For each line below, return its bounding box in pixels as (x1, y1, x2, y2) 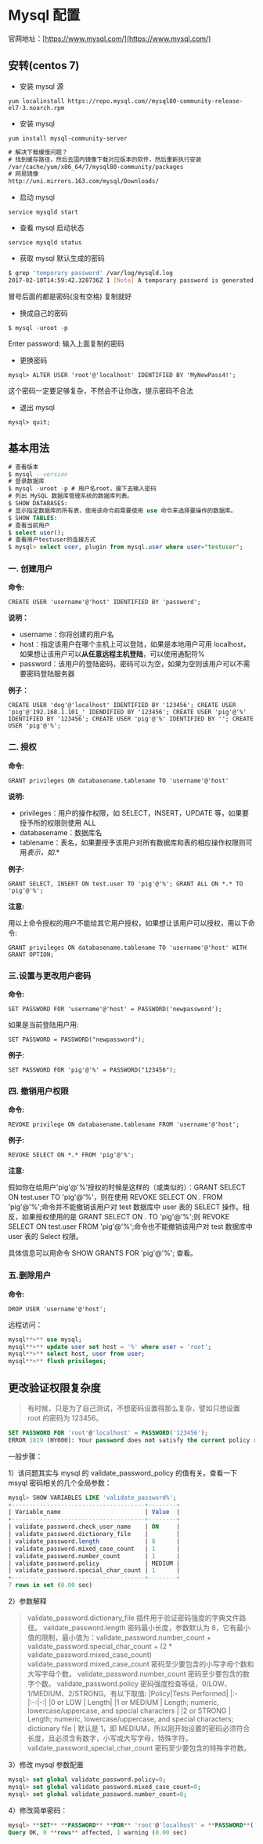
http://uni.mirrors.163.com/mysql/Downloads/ (8, 178, 159, 185)
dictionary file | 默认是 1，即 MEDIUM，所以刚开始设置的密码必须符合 (27, 1724, 250, 1733)
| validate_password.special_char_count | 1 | (8, 1567, 180, 1575)
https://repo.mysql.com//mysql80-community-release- (67, 97, 243, 105)
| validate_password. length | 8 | (8, 1537, 180, 1545)
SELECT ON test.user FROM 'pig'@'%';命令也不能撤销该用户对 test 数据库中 (8, 1222, 253, 1231)
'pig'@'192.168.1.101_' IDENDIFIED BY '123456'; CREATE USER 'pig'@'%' (8, 708, 247, 717)
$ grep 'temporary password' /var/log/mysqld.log (8, 269, 174, 277)
